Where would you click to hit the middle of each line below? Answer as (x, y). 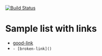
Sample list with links (51, 29)
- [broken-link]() (32, 49)
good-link (23, 43)
